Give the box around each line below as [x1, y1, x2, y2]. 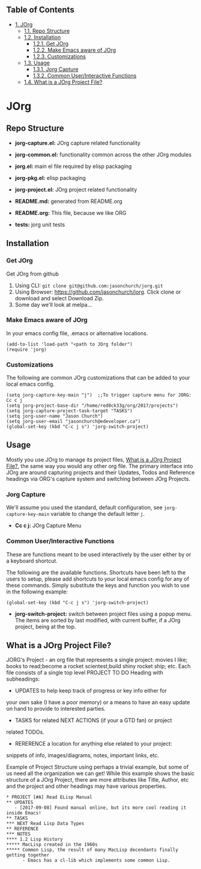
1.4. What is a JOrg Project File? [23, 78, 103, 85]
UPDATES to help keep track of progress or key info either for [14, 687, 167, 694]
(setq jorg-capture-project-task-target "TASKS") [6, 408, 133, 414]
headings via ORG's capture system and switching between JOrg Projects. [6, 475, 191, 482]
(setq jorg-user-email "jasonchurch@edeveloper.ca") [6, 418, 141, 425]
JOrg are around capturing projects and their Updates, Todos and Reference [6, 469, 195, 476]
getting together [6, 852, 50, 858]
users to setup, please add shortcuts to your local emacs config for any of [6, 575, 190, 583]
